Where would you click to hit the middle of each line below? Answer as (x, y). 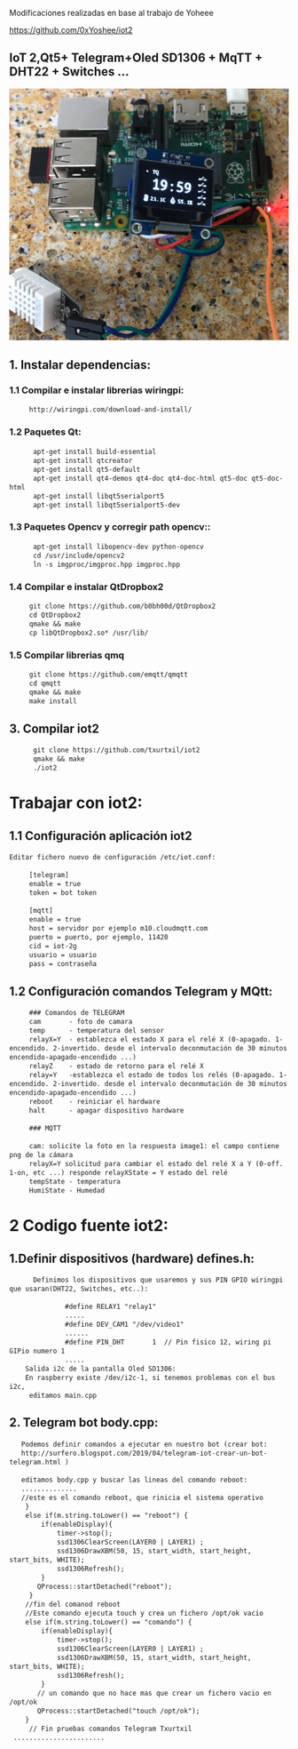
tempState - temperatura (75, 1182)
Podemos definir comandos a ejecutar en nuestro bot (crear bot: (144, 1444)
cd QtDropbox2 (55, 615)
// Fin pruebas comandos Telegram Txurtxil (110, 1729)
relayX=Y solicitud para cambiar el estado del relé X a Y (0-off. (156, 1164)
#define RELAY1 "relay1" (111, 1307)
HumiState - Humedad (67, 1191)
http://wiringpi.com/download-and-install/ (110, 410)
